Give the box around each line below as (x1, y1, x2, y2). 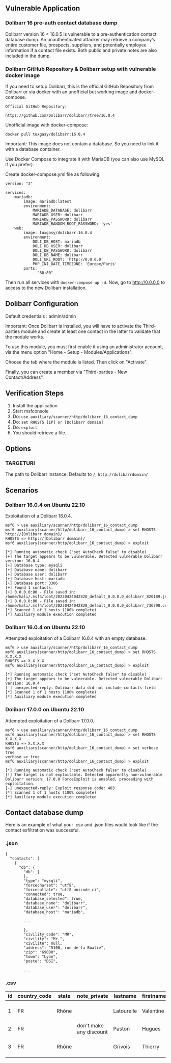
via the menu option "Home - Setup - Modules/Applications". (5, 349, 133, 355)
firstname (141, 992, 166, 999)
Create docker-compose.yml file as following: (5, 171, 101, 177)
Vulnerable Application (5, 4, 80, 13)
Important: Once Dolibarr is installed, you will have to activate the (5, 323, 142, 329)
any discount (77, 1028, 108, 1035)
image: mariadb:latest (23, 199, 72, 204)
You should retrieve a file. (12, 429, 67, 435)
